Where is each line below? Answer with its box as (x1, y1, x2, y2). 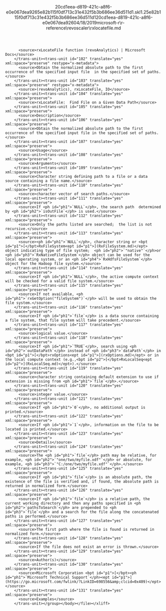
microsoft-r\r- (96, 20, 125, 25)
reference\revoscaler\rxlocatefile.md (46, 25, 121, 31)
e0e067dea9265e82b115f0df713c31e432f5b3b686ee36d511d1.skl (5, 9, 141, 15)
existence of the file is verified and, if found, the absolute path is (5, 479, 159, 484)
